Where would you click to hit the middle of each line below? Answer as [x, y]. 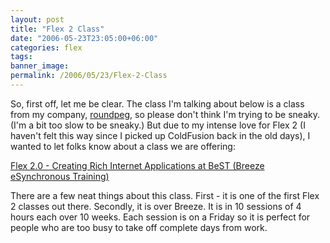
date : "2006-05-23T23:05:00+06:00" [84, 38]
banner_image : [40, 66]
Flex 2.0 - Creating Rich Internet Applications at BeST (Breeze [137, 165]
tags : [21, 57]
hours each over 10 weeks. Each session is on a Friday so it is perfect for [160, 217]
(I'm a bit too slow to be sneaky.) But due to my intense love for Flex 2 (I [158, 125]
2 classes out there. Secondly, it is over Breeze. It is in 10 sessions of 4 [156, 206]
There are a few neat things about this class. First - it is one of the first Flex [165, 195]
